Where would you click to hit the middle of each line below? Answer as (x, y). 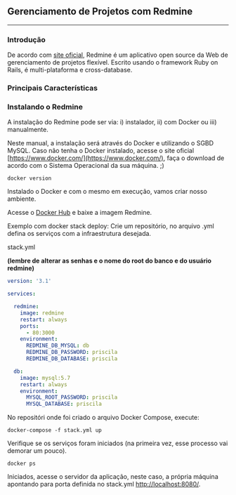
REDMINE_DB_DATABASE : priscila (72, 359)
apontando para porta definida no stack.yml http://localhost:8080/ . (104, 484)
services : (22, 294)
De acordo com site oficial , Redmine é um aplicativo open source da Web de (118, 55)
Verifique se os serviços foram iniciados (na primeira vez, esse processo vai (118, 443)
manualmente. (28, 130)
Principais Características (53, 88)
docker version (29, 178)
